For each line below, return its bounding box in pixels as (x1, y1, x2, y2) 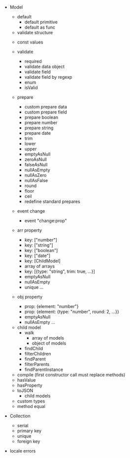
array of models (32, 335, 64, 341)
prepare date (24, 130, 51, 136)
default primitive (24, 19, 58, 25)
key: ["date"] (24, 253, 51, 258)
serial (17, 423, 29, 428)
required (24, 58, 42, 64)
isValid (24, 85, 38, 91)
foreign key (17, 438, 40, 444)
